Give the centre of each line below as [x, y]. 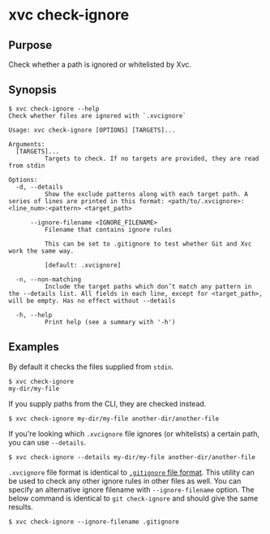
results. [21, 506]
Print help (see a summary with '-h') [110, 322]
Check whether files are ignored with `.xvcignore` [97, 115]
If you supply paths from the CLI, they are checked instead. [107, 403]
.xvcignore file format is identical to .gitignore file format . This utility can [132, 472]
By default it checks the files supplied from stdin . [91, 367]
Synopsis [32, 90]
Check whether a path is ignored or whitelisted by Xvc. [100, 64]
